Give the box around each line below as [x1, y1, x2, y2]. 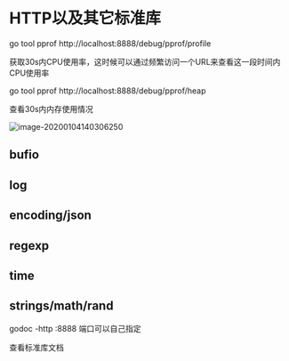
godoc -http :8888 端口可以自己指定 [9, 323, 141, 333]
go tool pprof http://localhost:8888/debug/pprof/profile [9, 37, 212, 49]
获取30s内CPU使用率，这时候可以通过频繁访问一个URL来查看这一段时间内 [9, 56, 281, 67]
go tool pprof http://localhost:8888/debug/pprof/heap [9, 85, 206, 96]
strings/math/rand [9, 299, 114, 314]
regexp [9, 237, 50, 253]
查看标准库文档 [9, 341, 64, 352]
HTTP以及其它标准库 [9, 8, 162, 28]
